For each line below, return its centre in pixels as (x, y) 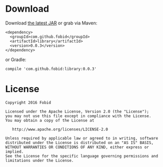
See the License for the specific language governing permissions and (82, 156)
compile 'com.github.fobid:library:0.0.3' (51, 69)
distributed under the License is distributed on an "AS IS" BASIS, (79, 143)
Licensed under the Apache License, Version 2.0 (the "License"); (77, 112)
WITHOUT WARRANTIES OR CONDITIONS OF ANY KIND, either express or (77, 147)
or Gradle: (16, 60)
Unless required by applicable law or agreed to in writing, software (82, 138)
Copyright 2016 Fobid (28, 102)
